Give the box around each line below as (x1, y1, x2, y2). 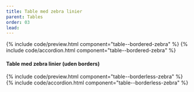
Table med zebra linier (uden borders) (6, 60, 100, 67)
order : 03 (6, 19, 30, 25)
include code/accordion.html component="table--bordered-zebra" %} (6, 47, 176, 54)
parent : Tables (6, 14, 43, 20)
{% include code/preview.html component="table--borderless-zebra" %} (6, 73, 183, 80)
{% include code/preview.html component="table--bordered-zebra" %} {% (6, 41, 188, 48)
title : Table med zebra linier (6, 8, 83, 15)
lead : (6, 24, 19, 31)
